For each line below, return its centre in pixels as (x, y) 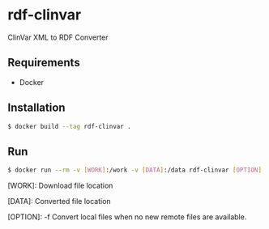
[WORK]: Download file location (60, 186)
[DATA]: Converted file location (59, 201)
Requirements (44, 63)
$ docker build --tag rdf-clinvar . (69, 126)
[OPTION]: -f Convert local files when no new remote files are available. (127, 217)
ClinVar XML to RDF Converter (58, 37)
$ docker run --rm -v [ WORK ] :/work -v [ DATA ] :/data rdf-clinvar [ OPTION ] (135, 170)
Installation (36, 108)
